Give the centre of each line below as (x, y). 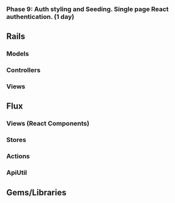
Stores (16, 140)
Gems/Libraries (37, 192)
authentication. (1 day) (40, 16)
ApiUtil (17, 173)
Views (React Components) (48, 124)
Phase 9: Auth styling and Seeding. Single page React (87, 9)
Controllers (23, 70)
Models (18, 54)
